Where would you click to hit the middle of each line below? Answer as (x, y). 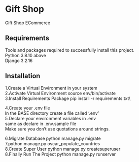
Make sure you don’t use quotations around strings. (57, 129)
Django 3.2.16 (19, 61)
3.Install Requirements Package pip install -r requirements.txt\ (68, 98)
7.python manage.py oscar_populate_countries (52, 143)
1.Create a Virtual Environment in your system (51, 88)
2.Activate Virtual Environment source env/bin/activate (60, 93)
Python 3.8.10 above (26, 55)
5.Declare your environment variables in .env (51, 118)
